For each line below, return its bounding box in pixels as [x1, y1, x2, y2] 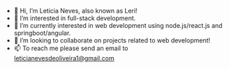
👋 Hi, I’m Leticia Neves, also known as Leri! [13, 7, 138, 15]
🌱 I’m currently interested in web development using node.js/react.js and [13, 22, 223, 29]
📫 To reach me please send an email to [13, 44, 128, 52]
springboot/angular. [13, 29, 71, 37]
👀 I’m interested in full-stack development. [13, 14, 136, 22]
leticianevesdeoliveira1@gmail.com [13, 54, 114, 62]
